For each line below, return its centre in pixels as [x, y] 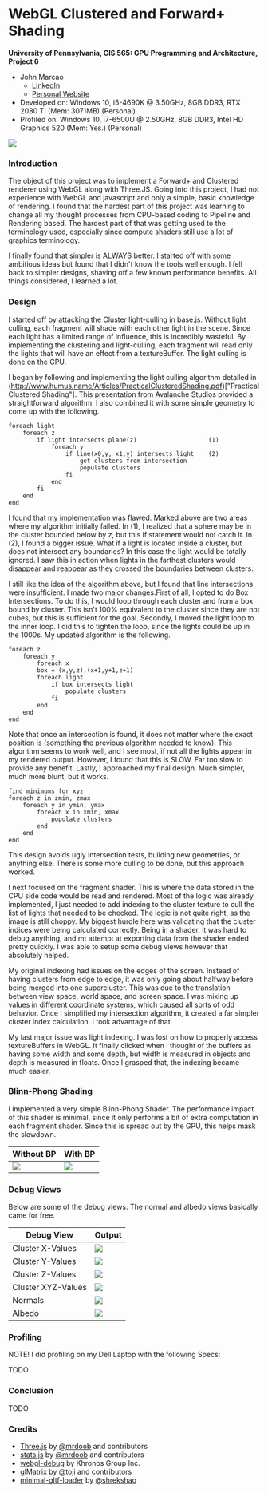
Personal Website [61, 93]
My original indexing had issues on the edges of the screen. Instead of [124, 970]
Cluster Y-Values [44, 1261]
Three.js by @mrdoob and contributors [84, 1447]
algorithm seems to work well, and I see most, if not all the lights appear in [130, 750]
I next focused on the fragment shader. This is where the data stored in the [131, 887]
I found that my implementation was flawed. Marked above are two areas [128, 517]
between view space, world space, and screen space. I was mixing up [124, 996]
